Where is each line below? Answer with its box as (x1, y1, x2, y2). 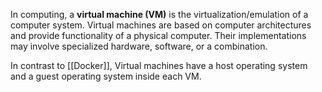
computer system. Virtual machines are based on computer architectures (10, 19, 312, 31)
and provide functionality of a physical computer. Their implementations (10, 30, 307, 41)
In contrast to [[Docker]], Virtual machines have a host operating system (10, 60, 308, 71)
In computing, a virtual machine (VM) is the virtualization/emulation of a (10, 9, 309, 20)
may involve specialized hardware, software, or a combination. (10, 40, 268, 52)
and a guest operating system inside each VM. (10, 70, 202, 82)
